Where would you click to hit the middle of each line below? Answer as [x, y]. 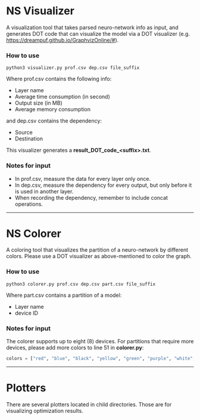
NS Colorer [34, 233]
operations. [29, 204]
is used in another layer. [44, 191]
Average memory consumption [53, 109]
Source [24, 133]
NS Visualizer [40, 11]
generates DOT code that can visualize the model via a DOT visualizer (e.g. [98, 33]
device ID [26, 313]
